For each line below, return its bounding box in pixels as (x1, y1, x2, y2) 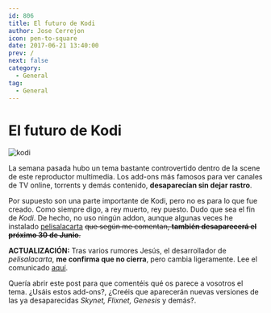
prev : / (8, 49, 35, 57)
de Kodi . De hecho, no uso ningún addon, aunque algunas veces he (8, 213, 234, 223)
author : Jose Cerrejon (8, 27, 85, 35)
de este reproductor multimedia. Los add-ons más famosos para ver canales (8, 172, 263, 182)
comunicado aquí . (8, 263, 69, 273)
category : (8, 64, 42, 72)
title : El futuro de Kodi (8, 19, 95, 27)
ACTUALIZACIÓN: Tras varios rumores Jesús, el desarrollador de (8, 246, 227, 256)
